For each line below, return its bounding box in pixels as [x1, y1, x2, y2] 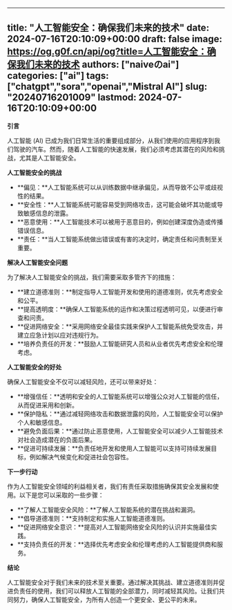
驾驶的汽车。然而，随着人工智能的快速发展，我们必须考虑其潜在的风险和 [12, 145, 219, 153]
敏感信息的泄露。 [23, 209, 72, 217]
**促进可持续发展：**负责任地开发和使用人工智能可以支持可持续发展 [17, 444, 211, 452]
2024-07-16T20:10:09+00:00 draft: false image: [7, 33, 222, 45]
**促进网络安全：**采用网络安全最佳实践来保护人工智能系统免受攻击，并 [17, 322, 223, 331]
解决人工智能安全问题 [7, 258, 68, 266]
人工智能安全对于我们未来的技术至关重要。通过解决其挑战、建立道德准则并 [7, 578, 219, 586]
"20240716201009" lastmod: [7, 91, 137, 104]
